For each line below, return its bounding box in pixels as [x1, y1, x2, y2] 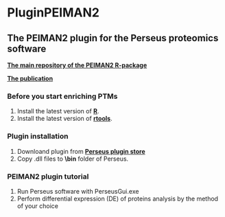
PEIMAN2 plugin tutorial [7, 172, 89, 181]
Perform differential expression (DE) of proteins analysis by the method [16, 194, 218, 203]
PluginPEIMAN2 [7, 5, 99, 21]
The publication [7, 74, 54, 82]
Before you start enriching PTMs [7, 91, 118, 101]
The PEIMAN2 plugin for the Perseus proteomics [7, 32, 219, 44]
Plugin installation [7, 132, 69, 141]
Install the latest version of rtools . [16, 115, 113, 123]
